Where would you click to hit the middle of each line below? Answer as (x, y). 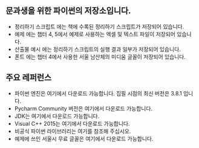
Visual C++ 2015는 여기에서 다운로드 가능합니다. (72, 123)
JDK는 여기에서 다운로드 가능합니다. (57, 116)
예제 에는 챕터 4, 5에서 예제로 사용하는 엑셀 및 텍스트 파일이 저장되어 (95, 34)
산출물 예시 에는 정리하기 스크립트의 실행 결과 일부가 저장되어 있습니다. (97, 49)
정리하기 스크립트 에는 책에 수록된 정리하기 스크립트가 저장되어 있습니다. (99, 27)
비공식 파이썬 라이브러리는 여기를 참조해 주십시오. (73, 131)
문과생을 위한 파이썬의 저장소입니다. (68, 11)
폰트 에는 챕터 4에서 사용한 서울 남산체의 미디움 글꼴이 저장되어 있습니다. (100, 57)
